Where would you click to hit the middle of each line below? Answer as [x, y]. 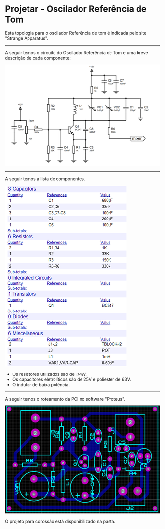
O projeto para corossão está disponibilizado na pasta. [60, 521]
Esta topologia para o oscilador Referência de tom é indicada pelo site [76, 33]
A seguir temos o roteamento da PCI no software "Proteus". [65, 399]
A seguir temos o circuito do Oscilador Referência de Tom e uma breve [77, 52]
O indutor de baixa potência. [41, 385]
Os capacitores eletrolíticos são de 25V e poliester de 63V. [71, 379]
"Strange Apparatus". [27, 38]
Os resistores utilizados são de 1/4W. [50, 374]
